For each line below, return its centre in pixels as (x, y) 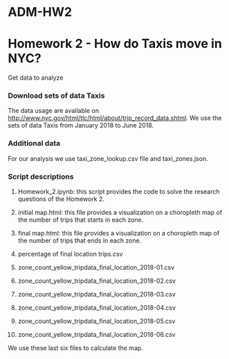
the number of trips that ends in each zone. (80, 240)
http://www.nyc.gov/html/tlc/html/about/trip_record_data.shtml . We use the (115, 118)
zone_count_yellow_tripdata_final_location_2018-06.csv (97, 335)
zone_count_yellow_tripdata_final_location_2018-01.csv (96, 268)
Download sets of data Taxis (56, 96)
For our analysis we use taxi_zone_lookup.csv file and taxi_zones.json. (108, 158)
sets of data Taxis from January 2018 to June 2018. (81, 125)
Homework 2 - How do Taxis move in (115, 44)
